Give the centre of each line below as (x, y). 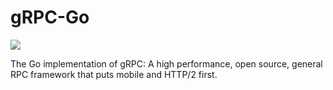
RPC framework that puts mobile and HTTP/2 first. (114, 74)
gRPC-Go (50, 17)
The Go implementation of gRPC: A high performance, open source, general (166, 63)
